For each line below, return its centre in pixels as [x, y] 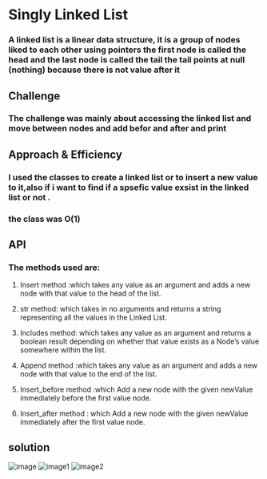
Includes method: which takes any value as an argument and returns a [135, 333]
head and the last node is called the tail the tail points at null [127, 60]
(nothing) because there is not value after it [94, 70]
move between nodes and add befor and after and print [118, 128]
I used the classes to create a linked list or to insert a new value [133, 177]
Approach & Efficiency [65, 154]
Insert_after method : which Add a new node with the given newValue [134, 413]
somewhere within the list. [63, 350]
